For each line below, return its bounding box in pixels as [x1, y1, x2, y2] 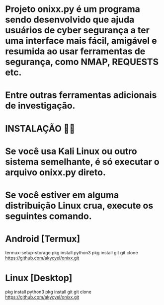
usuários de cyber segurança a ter [5, 25, 150, 36]
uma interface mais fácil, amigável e [5, 35, 158, 47]
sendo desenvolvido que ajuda [5, 14, 135, 25]
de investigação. [5, 100, 76, 111]
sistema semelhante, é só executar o [5, 156, 160, 167]
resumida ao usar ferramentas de [5, 46, 146, 57]
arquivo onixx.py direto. [5, 166, 106, 178]
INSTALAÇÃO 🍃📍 [5, 123, 76, 134]
